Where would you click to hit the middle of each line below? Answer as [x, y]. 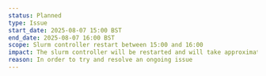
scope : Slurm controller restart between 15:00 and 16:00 [106, 45]
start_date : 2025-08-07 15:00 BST [65, 30]
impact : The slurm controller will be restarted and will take [115, 52]
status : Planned [35, 15]
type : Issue [28, 23]
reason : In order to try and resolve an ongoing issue [101, 60]
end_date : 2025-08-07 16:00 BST [61, 38]
